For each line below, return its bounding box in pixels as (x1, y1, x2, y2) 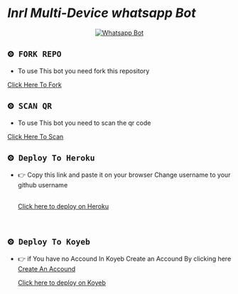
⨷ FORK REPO (7, 49, 62, 60)
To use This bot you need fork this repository (17, 66, 150, 75)
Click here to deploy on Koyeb (17, 278, 107, 287)
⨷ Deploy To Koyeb (7, 236, 90, 246)
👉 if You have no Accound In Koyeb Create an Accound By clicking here (17, 254, 232, 263)
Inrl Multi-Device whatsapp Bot (7, 5, 197, 21)
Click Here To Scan (7, 132, 64, 141)
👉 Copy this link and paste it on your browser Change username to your (17, 170, 231, 179)
